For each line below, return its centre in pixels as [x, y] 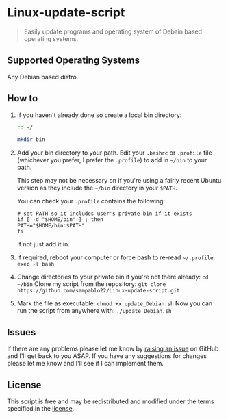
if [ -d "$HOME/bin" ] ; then [60, 220]
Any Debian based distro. [43, 77]
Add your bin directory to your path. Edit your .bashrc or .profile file [114, 153]
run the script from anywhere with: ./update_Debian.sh [94, 311]
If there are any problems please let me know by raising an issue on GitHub [113, 349]
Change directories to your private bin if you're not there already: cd [113, 277]
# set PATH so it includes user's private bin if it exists [104, 214]
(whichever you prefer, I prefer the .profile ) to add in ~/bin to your [112, 160]
